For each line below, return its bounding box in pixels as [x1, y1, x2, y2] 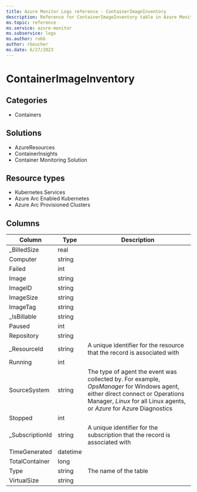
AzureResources [14, 143, 55, 150]
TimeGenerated [9, 448, 52, 456]
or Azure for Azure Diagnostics [87, 404, 173, 413]
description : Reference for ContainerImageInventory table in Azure [6, 14, 177, 20]
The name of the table [87, 467, 148, 475]
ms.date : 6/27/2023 [6, 47, 54, 53]
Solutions [6, 128, 42, 138]
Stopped [9, 414, 33, 422]
